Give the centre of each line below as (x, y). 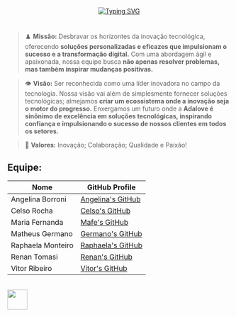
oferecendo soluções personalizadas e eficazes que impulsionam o (125, 47)
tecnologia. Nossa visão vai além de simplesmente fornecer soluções (126, 94)
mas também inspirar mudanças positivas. (89, 69)
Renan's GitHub (107, 257)
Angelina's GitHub (111, 199)
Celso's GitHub (106, 211)
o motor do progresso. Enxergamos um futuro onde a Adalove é (119, 109)
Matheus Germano (42, 234)
